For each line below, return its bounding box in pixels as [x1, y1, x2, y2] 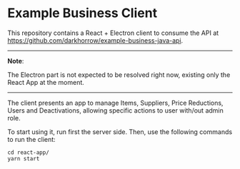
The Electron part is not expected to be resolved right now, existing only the [7, 70, 231, 79]
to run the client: [7, 135, 56, 143]
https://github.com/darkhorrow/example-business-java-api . [7, 36, 184, 44]
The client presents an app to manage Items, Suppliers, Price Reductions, [7, 98, 224, 107]
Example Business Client [7, 5, 158, 21]
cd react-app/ [7, 148, 50, 156]
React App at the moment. [7, 78, 84, 86]
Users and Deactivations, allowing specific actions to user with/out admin [7, 106, 224, 115]
